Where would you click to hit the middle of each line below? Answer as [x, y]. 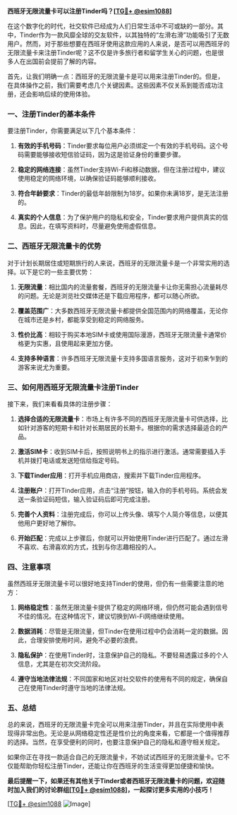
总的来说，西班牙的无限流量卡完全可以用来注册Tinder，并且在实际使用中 [113, 725]
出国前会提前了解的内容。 [63, 61]
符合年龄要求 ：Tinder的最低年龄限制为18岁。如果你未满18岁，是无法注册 [123, 194]
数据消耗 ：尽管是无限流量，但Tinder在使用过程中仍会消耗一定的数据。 [120, 631]
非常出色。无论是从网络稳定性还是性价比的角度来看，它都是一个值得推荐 [124, 733]
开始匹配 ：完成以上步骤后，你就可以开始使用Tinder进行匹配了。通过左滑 [123, 538]
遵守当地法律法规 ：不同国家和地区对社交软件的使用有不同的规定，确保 [120, 679]
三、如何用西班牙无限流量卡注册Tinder [73, 387]
